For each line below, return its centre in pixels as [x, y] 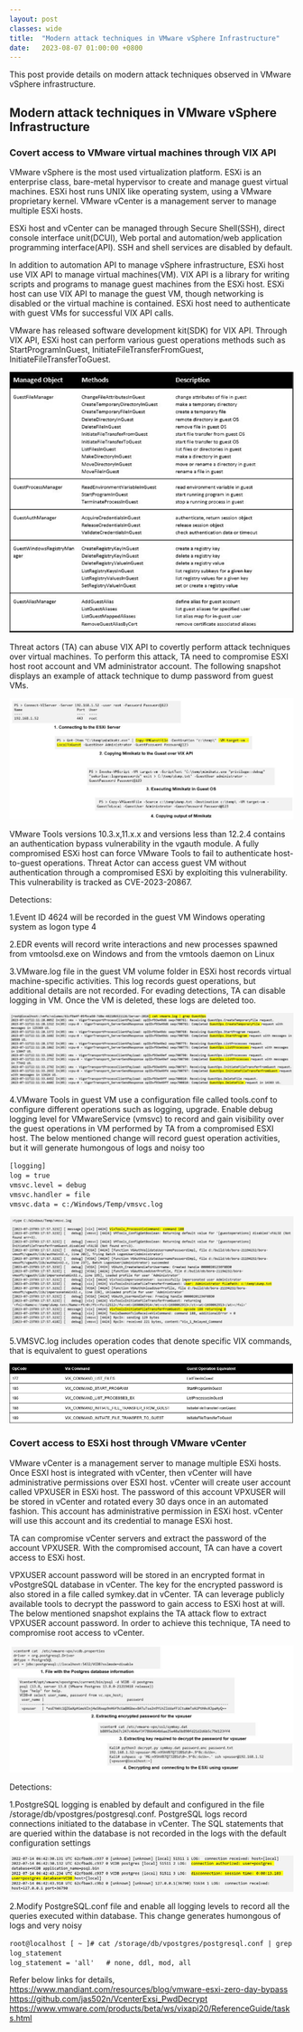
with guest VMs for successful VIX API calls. [92, 313]
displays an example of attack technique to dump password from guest [142, 676]
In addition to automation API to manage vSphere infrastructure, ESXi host [147, 265]
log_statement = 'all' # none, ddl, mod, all [101, 1962]
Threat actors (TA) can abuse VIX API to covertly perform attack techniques [150, 647]
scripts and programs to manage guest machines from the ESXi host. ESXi [147, 284]
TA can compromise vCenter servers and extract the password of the [138, 1538]
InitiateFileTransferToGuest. [60, 359]
